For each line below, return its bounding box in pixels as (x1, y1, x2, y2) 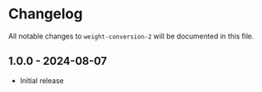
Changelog (8, 5, 83, 23)
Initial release (19, 75, 64, 85)
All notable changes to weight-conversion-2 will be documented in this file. (8, 31, 254, 41)
